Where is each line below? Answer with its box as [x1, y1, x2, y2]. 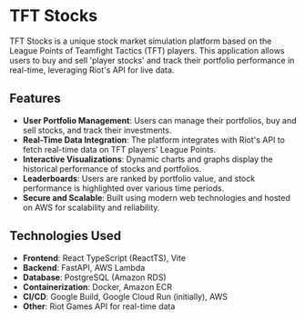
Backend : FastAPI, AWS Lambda [22, 262, 146, 273]
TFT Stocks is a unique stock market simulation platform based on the [9, 35, 272, 46]
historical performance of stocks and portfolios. [22, 163, 202, 174]
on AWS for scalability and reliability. [22, 202, 160, 213]
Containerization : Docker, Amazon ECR [22, 281, 173, 292]
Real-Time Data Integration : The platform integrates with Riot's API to [22, 134, 285, 145]
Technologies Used [9, 228, 121, 244]
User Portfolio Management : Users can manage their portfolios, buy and [22, 115, 298, 125]
